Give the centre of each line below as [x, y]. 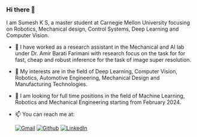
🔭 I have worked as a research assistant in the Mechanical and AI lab [99, 47]
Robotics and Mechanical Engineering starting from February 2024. [98, 102]
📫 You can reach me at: [45, 114]
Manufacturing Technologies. [51, 84]
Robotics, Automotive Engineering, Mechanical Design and [87, 78]
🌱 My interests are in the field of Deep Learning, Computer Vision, [96, 72]
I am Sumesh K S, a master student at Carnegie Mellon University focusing [98, 23]
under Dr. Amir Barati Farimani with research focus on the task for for [100, 53]
